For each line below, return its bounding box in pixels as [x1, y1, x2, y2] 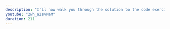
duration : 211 [5, 16, 35, 21]
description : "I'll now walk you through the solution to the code [5, 7, 151, 12]
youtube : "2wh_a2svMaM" [5, 12, 56, 17]
